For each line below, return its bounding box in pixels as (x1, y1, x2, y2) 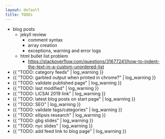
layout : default (5, 7, 40, 13)
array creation (27, 42, 57, 48)
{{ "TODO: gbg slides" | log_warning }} (12, 117, 94, 123)
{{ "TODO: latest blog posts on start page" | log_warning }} (12, 96, 136, 102)
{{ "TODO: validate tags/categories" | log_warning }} (12, 107, 123, 113)
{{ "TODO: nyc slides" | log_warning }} (12, 122, 93, 129)
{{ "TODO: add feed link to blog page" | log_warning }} (12, 128, 127, 134)
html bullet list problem (20, 53, 69, 59)
